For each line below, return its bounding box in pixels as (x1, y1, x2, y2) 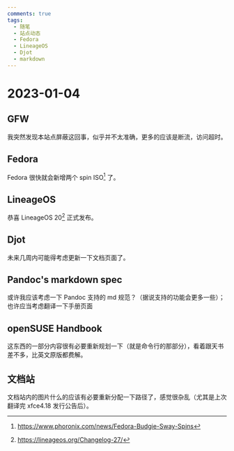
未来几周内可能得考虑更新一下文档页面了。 (7, 253, 130, 261)
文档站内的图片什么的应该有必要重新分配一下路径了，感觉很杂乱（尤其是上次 (7, 392, 227, 401)
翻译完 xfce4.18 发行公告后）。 (7, 402, 93, 410)
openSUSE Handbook (7, 322, 102, 335)
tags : (7, 17, 23, 24)
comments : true (7, 10, 52, 17)
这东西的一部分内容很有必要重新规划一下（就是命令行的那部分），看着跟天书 (7, 342, 224, 351)
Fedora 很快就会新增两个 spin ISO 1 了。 (7, 171, 120, 181)
